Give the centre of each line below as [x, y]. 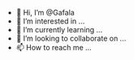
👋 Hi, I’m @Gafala [45, 13]
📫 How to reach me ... [54, 47]
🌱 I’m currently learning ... [59, 30]
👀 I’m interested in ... [50, 21]
